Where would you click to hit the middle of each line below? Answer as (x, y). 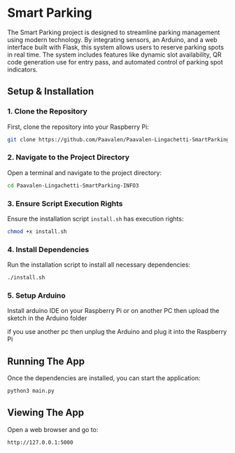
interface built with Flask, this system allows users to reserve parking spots (116, 47)
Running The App (46, 361)
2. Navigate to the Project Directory (69, 158)
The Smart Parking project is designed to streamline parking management (114, 32)
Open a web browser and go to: (53, 429)
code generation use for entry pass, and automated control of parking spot (115, 62)
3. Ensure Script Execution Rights (65, 203)
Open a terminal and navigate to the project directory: (85, 172)
